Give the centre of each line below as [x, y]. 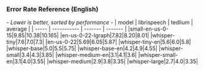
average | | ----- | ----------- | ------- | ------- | [66, 29]
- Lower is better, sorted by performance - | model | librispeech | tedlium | [100, 23]
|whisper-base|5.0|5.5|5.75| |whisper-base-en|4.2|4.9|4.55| [82, 48]
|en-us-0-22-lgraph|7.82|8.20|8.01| [105, 35]
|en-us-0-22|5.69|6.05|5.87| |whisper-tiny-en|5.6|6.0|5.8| [118, 42]
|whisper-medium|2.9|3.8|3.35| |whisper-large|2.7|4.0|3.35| [123, 62]
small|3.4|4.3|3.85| [30, 55]
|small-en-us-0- [148, 29]
